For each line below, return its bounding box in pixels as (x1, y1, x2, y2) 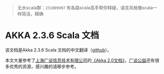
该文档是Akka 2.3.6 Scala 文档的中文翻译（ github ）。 (5, 47, 112, 53)
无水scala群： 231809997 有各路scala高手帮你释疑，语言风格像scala (17, 5, 153, 10)
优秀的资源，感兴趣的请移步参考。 (9, 63, 79, 69)
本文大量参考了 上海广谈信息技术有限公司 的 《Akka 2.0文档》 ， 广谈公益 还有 (5, 57, 155, 63)
